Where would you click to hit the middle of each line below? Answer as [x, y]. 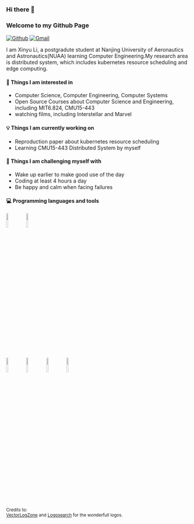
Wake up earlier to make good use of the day [69, 174]
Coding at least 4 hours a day [51, 181]
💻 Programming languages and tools [53, 201]
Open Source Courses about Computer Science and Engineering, [94, 102]
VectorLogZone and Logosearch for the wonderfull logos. [64, 515]
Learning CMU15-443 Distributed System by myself [77, 148]
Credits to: [17, 510]
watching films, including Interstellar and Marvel [73, 114]
